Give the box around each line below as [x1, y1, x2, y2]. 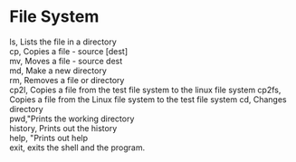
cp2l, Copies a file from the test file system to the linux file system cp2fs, [9, 84, 282, 95]
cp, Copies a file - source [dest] [9, 45, 129, 56]
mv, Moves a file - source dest [9, 55, 123, 66]
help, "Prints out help [9, 132, 89, 143]
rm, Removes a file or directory [9, 74, 125, 85]
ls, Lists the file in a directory [9, 36, 117, 47]
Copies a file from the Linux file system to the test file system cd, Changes [9, 93, 287, 105]
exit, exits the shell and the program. [9, 142, 146, 153]
